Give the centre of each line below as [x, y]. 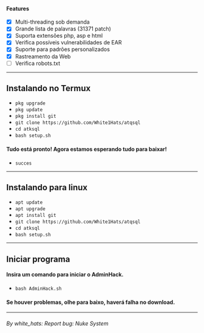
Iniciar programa [38, 259]
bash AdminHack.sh [38, 289]
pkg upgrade [30, 103]
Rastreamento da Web [43, 56]
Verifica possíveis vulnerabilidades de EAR [68, 43]
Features [18, 9]
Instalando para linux [47, 187]
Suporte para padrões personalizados [63, 49]
